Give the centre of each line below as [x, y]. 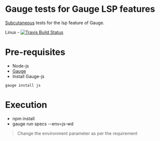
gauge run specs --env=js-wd [43, 124]
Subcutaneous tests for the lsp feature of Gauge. [55, 23]
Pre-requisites [35, 52]
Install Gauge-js [28, 76]
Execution [26, 105]
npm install [23, 118]
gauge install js [23, 85]
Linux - [12, 32]
